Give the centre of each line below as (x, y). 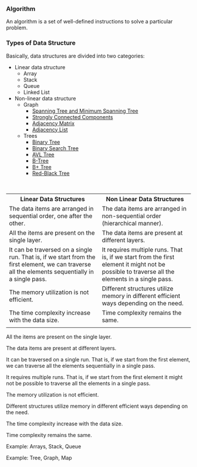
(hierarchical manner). (132, 223)
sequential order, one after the (51, 216)
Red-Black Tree (51, 173)
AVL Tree (43, 154)
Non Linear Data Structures (145, 199)
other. (17, 223)
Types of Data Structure (41, 43)
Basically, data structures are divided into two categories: (75, 56)
